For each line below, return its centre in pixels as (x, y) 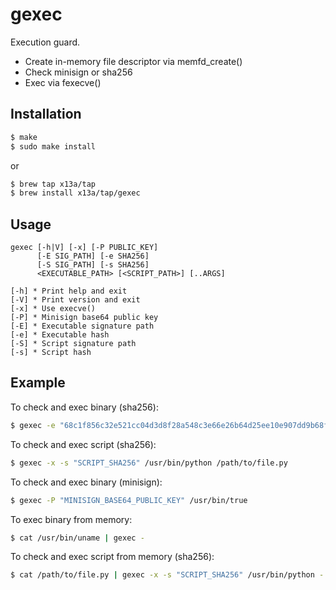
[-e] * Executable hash (60, 335)
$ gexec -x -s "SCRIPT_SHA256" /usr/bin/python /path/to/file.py (149, 463)
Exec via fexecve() (63, 82)
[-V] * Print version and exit (75, 300)
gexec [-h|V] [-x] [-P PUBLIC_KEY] (84, 248)
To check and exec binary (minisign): (86, 482)
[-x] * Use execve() (53, 309)
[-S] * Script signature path (73, 344)
